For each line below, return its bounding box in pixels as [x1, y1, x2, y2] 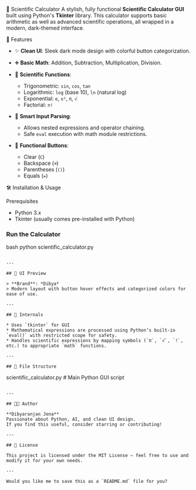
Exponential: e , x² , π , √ [23, 95, 78, 102]
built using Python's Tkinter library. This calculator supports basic [6, 12, 167, 19]
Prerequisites [6, 198, 38, 205]
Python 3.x [14, 209, 41, 216]
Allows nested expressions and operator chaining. [23, 124, 146, 131]
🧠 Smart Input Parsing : [14, 113, 72, 119]
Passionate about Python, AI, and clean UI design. [6, 417, 136, 423]
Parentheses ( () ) [23, 166, 65, 173]
